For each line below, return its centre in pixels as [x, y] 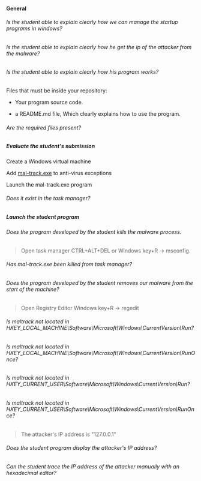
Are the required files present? [44, 127]
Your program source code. [49, 103]
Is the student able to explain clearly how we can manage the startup [92, 22]
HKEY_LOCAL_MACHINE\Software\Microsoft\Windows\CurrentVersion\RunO [101, 353]
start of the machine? [33, 289]
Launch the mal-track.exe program [49, 184]
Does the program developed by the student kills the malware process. [94, 232]
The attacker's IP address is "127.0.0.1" [69, 434]
